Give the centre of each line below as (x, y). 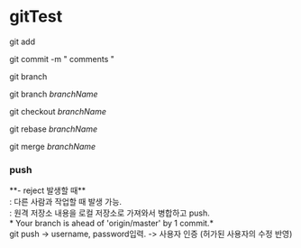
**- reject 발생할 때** (48, 190)
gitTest (36, 17)
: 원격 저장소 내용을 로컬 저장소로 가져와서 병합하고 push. (109, 213)
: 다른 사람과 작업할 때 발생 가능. (66, 202)
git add (23, 41)
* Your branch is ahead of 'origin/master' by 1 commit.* (112, 224)
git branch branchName (54, 94)
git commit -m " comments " (62, 59)
